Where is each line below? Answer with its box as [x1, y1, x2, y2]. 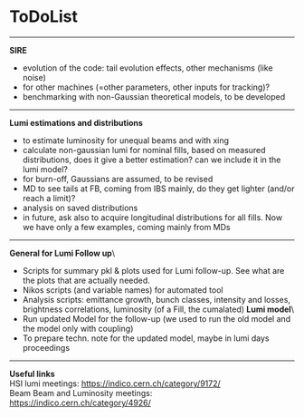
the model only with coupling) [22, 323, 134, 334]
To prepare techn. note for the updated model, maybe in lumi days [22, 333, 270, 344]
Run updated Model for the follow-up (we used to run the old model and [22, 313, 291, 324]
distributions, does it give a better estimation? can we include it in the [22, 154, 281, 165]
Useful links [9, 368, 56, 379]
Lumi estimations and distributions [9, 117, 143, 128]
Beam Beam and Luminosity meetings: [9, 387, 153, 398]
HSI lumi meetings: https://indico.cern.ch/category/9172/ [9, 378, 222, 389]
